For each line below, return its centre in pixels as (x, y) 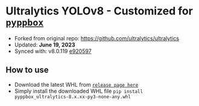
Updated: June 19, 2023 (45, 45)
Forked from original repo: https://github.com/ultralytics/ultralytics (96, 38)
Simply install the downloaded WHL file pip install (78, 91)
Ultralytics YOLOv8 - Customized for (99, 11)
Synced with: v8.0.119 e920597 (53, 51)
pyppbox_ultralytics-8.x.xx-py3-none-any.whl (72, 97)
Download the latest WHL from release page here (76, 84)
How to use (27, 70)
